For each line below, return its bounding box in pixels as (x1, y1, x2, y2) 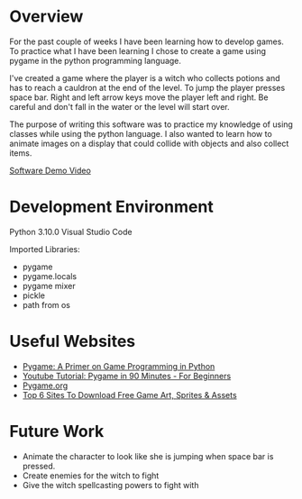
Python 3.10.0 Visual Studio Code (9, 226, 133, 237)
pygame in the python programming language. (9, 55, 182, 66)
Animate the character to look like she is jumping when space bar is (22, 450, 274, 461)
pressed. (22, 460, 56, 471)
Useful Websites (9, 331, 136, 352)
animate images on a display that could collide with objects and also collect (9, 138, 289, 149)
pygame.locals (22, 270, 78, 281)
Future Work (9, 422, 105, 441)
